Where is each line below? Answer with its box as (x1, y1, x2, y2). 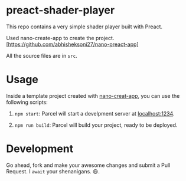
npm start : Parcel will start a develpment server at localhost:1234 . (14, 110, 175, 117)
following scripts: (6, 98, 48, 106)
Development (6, 142, 74, 156)
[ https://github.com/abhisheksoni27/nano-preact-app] (6, 41, 139, 48)
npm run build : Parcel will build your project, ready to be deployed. (14, 121, 178, 129)
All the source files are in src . (6, 52, 78, 59)
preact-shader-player (6, 4, 115, 17)
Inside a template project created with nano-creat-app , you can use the (6, 92, 180, 99)
